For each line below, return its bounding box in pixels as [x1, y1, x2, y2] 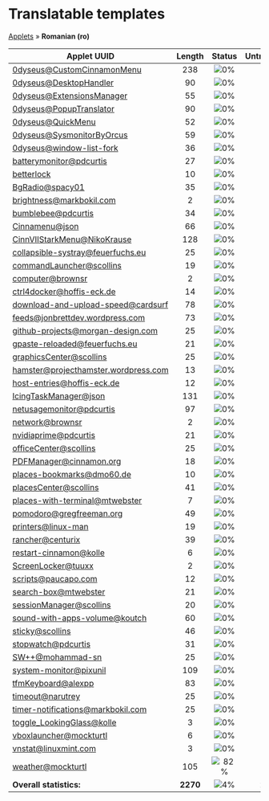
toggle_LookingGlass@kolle [12, 717, 117, 728]
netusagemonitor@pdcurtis [12, 403, 116, 415]
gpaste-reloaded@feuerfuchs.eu [12, 338, 138, 349]
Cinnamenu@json [12, 220, 79, 231]
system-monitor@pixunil [12, 664, 106, 676]
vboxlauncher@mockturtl [12, 729, 108, 741]
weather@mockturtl [12, 761, 87, 772]
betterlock [12, 168, 51, 179]
